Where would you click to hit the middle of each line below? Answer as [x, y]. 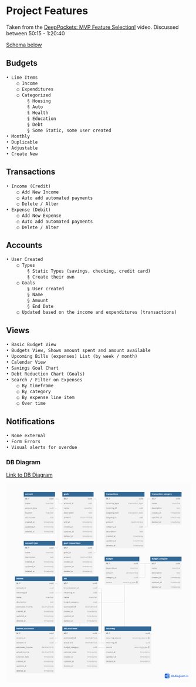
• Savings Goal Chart [33, 368]
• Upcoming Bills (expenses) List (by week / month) [72, 357]
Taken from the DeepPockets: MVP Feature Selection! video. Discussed [92, 27]
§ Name [35, 295]
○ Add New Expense [39, 216]
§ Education [42, 119]
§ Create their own [51, 277]
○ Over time [31, 404]
